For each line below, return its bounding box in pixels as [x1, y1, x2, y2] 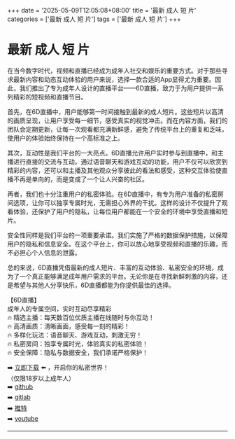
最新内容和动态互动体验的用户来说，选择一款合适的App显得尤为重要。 [13, 75, 215, 83]
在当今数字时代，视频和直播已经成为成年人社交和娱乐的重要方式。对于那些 [7, 66, 222, 75]
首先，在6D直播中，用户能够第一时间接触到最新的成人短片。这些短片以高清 [7, 107, 224, 116]
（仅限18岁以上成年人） [7, 374, 76, 382]
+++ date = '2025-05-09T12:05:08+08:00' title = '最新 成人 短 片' [7, 6, 197, 14]
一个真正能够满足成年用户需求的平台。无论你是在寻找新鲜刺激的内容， [19, 272, 222, 280]
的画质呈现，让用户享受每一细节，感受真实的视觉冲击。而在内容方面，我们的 [7, 116, 228, 125]
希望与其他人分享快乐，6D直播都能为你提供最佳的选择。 [13, 281, 175, 289]
